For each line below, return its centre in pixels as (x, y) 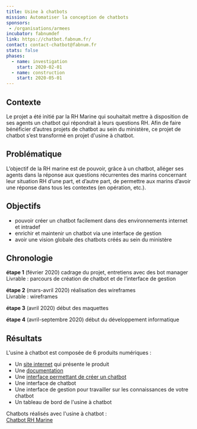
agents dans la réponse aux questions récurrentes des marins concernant (96, 175)
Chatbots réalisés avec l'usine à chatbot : (56, 414)
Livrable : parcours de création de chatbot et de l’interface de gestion (91, 279)
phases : (16, 56)
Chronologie (30, 258)
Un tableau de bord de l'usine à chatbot (63, 402)
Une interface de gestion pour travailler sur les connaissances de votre (101, 390)
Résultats (24, 338)
